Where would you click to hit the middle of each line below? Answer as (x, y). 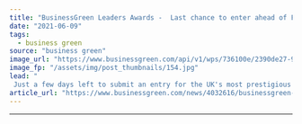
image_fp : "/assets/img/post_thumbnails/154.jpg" (104, 68)
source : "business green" (58, 51)
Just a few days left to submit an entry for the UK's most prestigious (152, 84)
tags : (19, 34)
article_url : (34, 93)
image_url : (30, 59)
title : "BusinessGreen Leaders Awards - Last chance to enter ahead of (148, 18)
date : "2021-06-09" (46, 26)
